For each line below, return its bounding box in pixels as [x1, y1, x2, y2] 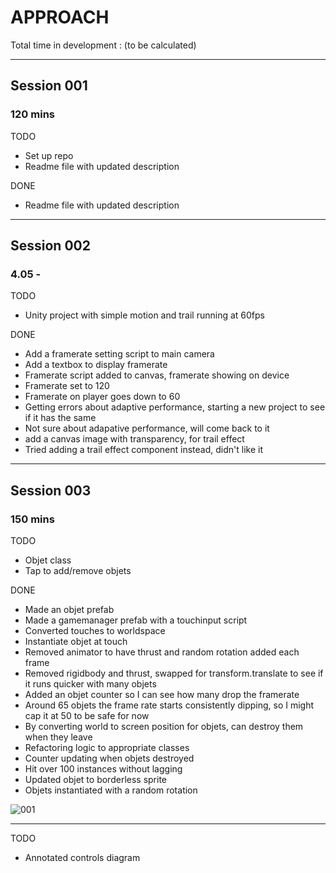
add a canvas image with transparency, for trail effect [24, 433, 245, 445]
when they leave [24, 731, 93, 743]
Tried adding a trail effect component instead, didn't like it [24, 444, 263, 456]
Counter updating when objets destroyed [24, 752, 195, 764]
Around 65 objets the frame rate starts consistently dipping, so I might [24, 699, 315, 711]
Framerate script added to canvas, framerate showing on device [24, 369, 290, 381]
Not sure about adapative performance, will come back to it [24, 422, 270, 435]
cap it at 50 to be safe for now [24, 710, 150, 721]
